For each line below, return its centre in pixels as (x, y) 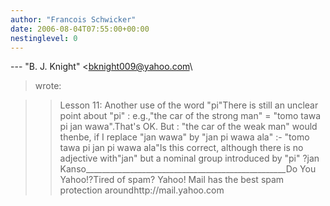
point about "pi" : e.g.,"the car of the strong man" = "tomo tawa (190, 116)
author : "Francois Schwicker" (73, 19)
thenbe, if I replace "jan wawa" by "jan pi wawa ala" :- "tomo (184, 137)
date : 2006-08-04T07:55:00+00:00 (80, 29)
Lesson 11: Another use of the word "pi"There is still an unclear (189, 105)
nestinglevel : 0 (44, 38)
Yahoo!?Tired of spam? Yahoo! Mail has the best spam (172, 180)
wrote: (48, 86)
